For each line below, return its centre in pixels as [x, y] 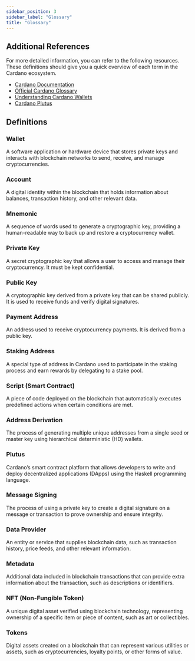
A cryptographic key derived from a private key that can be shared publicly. [98, 295]
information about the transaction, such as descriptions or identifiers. [90, 583]
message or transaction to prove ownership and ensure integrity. [85, 514]
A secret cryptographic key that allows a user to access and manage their [96, 261]
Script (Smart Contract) [40, 386]
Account [19, 179]
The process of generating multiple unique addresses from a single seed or [98, 433]
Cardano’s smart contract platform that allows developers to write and [91, 467]
